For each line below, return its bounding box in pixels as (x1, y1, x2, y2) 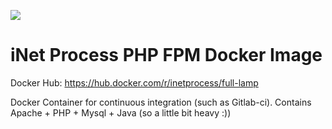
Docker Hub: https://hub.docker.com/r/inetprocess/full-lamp (10, 76, 259, 89)
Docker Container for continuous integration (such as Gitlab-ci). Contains (10, 96, 312, 108)
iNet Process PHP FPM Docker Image (10, 44, 323, 67)
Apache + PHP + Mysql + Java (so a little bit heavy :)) (10, 106, 232, 119)
